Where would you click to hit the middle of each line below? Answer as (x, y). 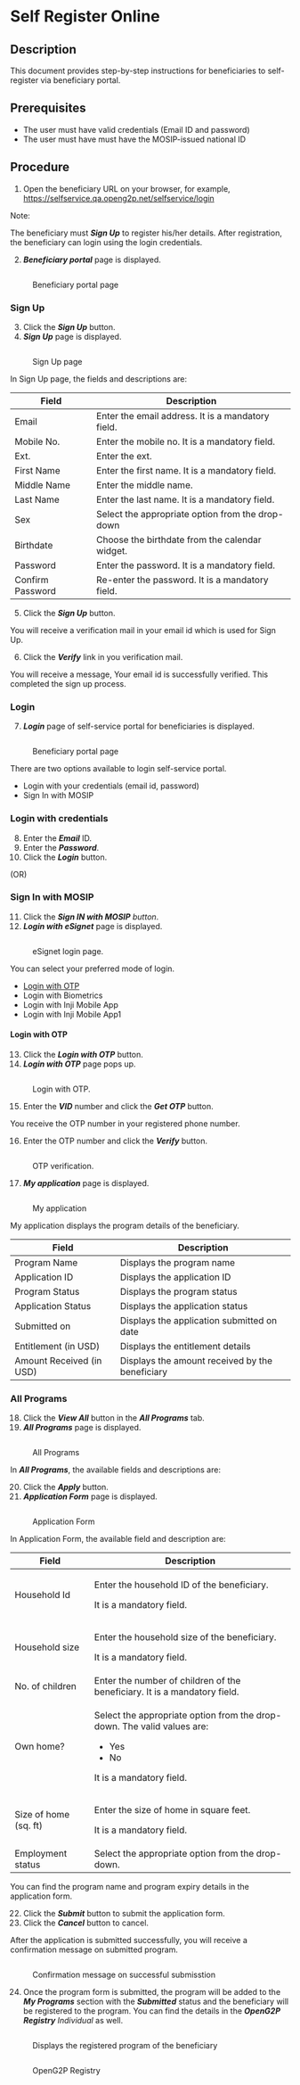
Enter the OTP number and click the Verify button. (115, 1141)
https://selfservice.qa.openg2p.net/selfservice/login (118, 198)
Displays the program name (177, 1263)
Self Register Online (85, 16)
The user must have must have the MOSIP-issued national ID (134, 139)
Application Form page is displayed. (90, 1496)
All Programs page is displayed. (82, 1428)
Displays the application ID (175, 1277)
